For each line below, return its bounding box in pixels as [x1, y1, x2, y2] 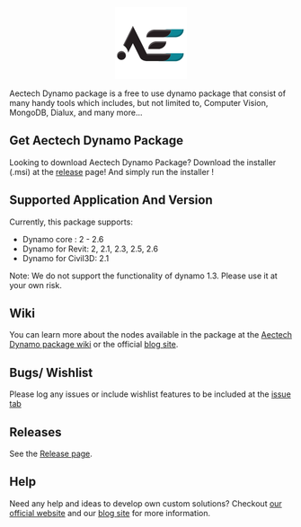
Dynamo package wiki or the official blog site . [9, 339, 179, 350]
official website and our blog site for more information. [9, 507, 211, 518]
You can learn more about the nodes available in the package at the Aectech [9, 329, 293, 340]
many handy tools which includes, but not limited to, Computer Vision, [9, 98, 269, 108]
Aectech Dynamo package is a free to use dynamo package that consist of [9, 88, 286, 99]
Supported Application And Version [9, 192, 213, 208]
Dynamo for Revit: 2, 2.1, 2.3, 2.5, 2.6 [22, 243, 159, 254]
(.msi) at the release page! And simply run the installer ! [9, 166, 214, 177]
